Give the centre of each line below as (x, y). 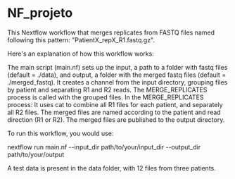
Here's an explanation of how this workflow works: (81, 54)
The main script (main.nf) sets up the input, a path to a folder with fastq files (118, 67)
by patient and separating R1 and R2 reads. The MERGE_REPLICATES (107, 89)
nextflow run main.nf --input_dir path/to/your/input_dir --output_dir (104, 147)
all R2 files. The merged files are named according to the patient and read (114, 112)
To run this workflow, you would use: (61, 133)
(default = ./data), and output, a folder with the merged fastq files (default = (117, 75)
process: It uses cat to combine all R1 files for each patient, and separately (115, 104)
